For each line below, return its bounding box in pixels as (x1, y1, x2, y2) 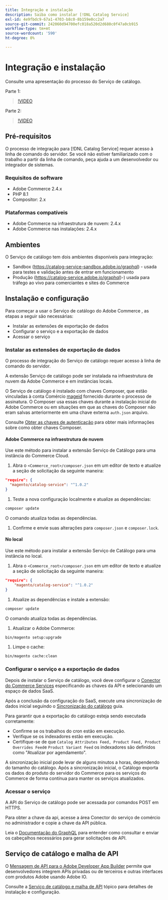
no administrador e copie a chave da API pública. (5, 820, 107, 826)
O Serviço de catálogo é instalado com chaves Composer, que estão (5, 388, 147, 394)
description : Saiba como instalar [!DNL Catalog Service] (5, 12, 129, 17)
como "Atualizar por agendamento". (12, 749, 87, 755)
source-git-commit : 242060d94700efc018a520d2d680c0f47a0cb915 (5, 21, 138, 27)
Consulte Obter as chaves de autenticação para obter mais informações (5, 419, 154, 426)
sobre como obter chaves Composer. (5, 425, 82, 431)
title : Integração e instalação (5, 7, 73, 13)
